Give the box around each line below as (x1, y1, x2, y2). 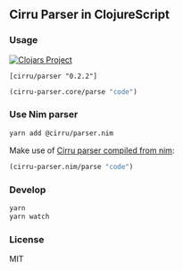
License (9, 233, 45, 245)
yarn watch (9, 212, 50, 221)
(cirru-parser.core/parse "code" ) (9, 87, 138, 97)
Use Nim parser (9, 108, 79, 121)
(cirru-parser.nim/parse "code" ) (9, 162, 134, 171)
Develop (9, 183, 46, 196)
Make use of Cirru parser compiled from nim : (9, 145, 175, 156)
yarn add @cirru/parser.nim (9, 129, 114, 138)
